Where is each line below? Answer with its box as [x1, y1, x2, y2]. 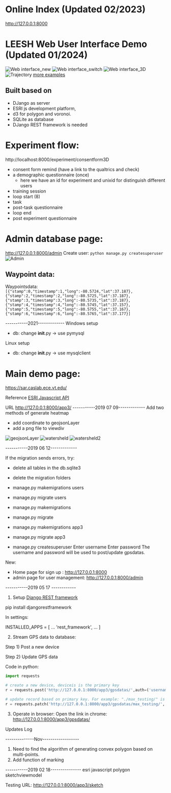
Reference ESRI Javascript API [5, 395, 70, 401]
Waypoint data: [5, 270, 55, 279]
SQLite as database [12, 116, 54, 122]
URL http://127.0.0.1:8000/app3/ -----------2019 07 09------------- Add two [5, 404, 164, 411]
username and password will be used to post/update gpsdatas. [12, 549, 145, 556]
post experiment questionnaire [12, 215, 77, 221]
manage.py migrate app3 [12, 534, 66, 540]
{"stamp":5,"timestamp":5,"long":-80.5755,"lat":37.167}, [5, 307, 131, 312]
